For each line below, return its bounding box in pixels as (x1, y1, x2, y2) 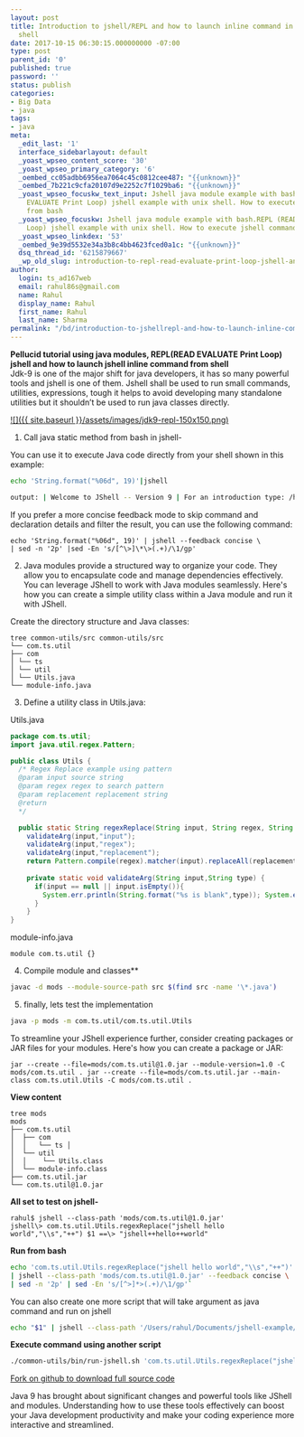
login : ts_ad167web (18, 274, 92, 283)
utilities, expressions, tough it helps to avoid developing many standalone (10, 388, 282, 398)
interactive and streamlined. (10, 1420, 114, 1431)
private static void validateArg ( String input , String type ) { (26, 873, 265, 882)
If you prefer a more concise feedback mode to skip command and (10, 509, 259, 520)
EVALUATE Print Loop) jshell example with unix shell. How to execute (26, 198, 298, 208)
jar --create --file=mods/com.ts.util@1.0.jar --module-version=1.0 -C (10, 1059, 285, 1069)
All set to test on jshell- (10, 1196, 98, 1207)
